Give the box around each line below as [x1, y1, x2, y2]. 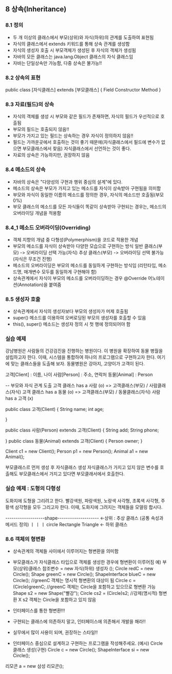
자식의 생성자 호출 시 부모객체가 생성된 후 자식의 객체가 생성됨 [12, 47, 136, 53]
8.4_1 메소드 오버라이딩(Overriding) [5, 224, 91, 231]
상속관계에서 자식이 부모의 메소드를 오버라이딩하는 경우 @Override [12, 275, 147, 281]
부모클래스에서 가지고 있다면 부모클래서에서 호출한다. [18, 471, 125, 477]
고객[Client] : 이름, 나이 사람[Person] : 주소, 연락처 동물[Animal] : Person [5, 371, 153, 378]
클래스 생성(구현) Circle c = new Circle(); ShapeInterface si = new [12, 647, 149, 653]
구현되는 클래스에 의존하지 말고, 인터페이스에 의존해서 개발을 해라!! [12, 619, 146, 625]
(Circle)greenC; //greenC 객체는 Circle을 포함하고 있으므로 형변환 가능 [12, 584, 156, 590]
